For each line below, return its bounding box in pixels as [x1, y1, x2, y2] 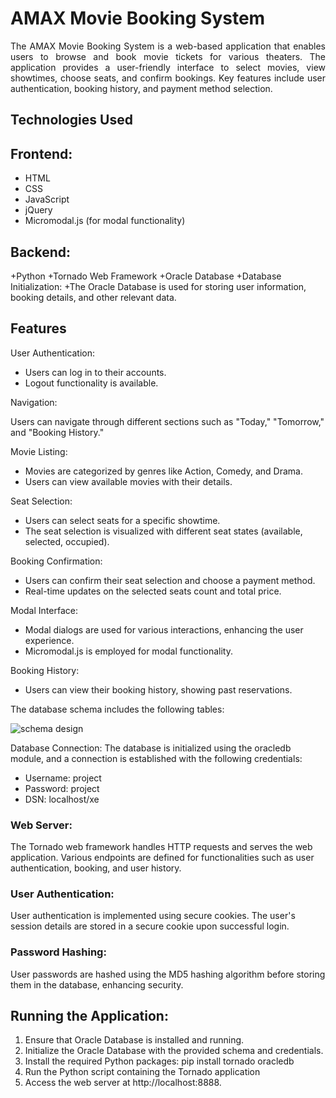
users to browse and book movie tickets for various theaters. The [10, 50, 326, 62]
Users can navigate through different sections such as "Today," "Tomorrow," [10, 415, 325, 427]
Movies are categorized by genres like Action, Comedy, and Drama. [24, 465, 304, 477]
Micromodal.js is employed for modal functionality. [24, 645, 233, 657]
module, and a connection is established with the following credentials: [10, 752, 303, 764]
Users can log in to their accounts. [24, 366, 167, 378]
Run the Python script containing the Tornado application [24, 1066, 261, 1078]
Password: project [24, 782, 100, 794]
